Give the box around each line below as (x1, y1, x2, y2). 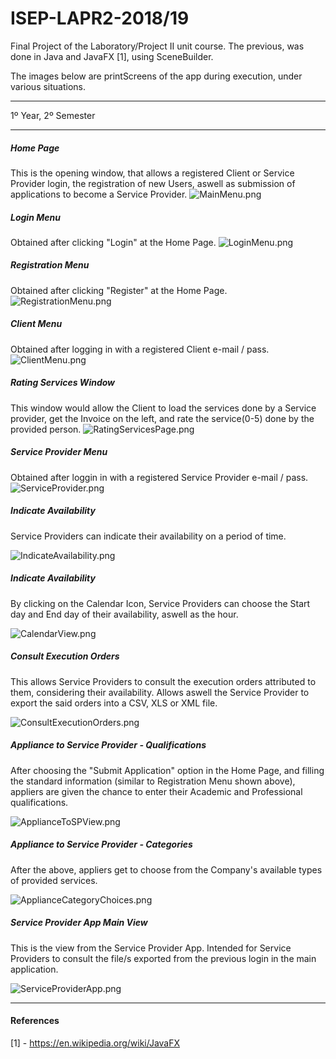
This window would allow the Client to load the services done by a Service (10, 402, 317, 414)
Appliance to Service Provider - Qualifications (10, 739, 207, 751)
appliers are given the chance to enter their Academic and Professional (10, 785, 303, 797)
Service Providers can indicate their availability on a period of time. (10, 530, 287, 542)
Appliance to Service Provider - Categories (10, 838, 193, 851)
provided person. (10, 423, 82, 435)
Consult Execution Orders (10, 650, 120, 662)
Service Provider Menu (10, 446, 108, 458)
